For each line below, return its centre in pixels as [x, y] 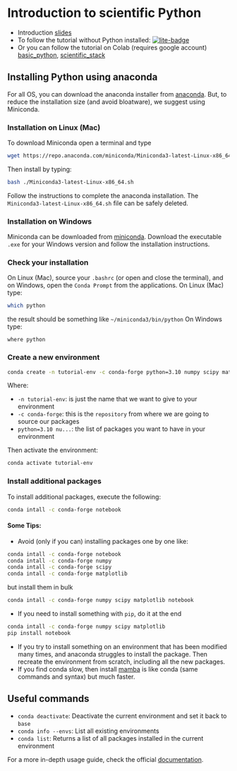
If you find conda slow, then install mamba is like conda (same [108, 669]
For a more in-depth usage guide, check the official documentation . [105, 759]
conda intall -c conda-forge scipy [60, 567]
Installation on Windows [50, 221]
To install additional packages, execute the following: [84, 497]
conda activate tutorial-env [50, 463]
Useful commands [48, 699]
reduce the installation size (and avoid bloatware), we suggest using [107, 102]
